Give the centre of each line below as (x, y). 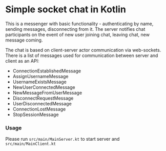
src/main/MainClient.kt (31, 144)
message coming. (24, 40)
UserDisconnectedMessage (42, 103)
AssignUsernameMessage (40, 76)
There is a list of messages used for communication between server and (82, 55)
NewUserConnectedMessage (44, 87)
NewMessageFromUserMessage (47, 92)
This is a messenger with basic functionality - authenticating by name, (79, 24)
